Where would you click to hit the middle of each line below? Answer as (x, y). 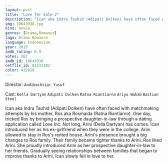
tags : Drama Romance (27, 38)
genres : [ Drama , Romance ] (31, 33)
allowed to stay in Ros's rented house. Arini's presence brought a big (76, 135)
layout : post (19, 10)
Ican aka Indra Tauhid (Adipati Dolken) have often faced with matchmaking (82, 108)
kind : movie (17, 28)
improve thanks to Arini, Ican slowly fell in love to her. (60, 156)
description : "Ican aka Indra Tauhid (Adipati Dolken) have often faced (82, 19)
